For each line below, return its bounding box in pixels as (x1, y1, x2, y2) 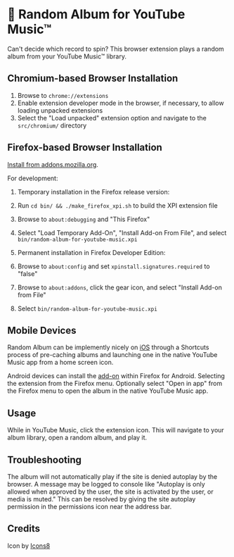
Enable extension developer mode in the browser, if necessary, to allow (17, 99, 224, 107)
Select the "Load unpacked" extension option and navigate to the (17, 113, 207, 122)
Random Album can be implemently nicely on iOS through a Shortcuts (7, 343, 209, 351)
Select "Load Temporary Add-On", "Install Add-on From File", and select (17, 228, 227, 237)
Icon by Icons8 (7, 542, 51, 550)
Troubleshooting (7, 453, 82, 465)
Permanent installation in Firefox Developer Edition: (17, 248, 166, 256)
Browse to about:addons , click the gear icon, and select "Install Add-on (17, 283, 223, 292)
